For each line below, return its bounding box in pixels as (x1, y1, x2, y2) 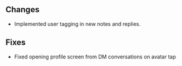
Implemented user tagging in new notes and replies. (14, 20, 141, 27)
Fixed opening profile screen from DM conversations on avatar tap (14, 53, 176, 60)
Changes (5, 5, 40, 15)
